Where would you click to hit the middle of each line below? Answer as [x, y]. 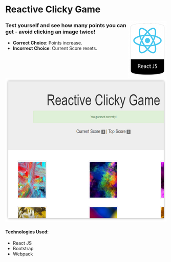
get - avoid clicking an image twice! [50, 32]
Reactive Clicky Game [53, 9]
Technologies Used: [27, 232]
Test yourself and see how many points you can [66, 26]
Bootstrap [23, 249]
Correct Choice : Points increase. [48, 43]
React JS [22, 243]
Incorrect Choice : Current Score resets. [55, 48]
